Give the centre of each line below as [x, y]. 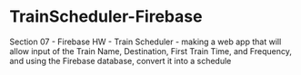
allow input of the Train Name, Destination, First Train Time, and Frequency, [151, 51]
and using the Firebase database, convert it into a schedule [120, 61]
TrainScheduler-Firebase [106, 17]
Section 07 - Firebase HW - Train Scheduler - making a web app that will [145, 42]
